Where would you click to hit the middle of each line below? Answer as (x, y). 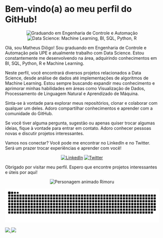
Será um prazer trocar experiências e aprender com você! (63, 148)
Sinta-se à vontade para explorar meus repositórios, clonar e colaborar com (81, 103)
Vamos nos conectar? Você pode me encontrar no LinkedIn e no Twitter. (78, 143)
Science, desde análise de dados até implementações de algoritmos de (77, 78)
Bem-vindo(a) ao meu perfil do (69, 9)
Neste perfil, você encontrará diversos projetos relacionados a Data (73, 72)
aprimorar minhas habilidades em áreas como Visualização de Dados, (75, 88)
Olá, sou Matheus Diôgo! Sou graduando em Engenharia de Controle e (76, 48)
